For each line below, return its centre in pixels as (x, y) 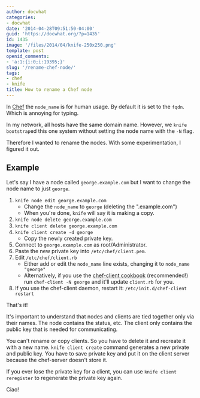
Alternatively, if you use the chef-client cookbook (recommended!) (106, 275)
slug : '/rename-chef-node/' (41, 67)
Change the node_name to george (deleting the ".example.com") (101, 206)
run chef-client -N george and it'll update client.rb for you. (99, 281)
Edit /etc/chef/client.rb (46, 257)
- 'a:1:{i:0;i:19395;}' (36, 62)
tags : (13, 73)
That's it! (17, 305)
